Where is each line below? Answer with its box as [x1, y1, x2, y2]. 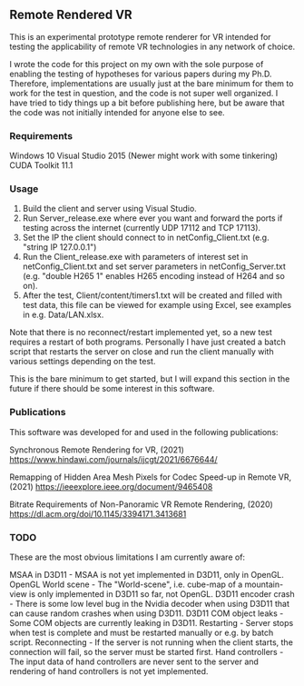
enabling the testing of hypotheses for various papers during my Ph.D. [9, 68, 272, 79]
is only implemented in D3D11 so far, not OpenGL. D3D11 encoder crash [28, 589, 295, 599]
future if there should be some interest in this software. [9, 383, 215, 394]
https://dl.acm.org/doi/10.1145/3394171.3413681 [9, 508, 187, 519]
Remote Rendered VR [9, 7, 133, 23]
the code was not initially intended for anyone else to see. [9, 106, 225, 117]
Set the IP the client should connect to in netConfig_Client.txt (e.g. [22, 232, 270, 244]
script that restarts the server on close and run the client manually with [9, 346, 274, 357]
